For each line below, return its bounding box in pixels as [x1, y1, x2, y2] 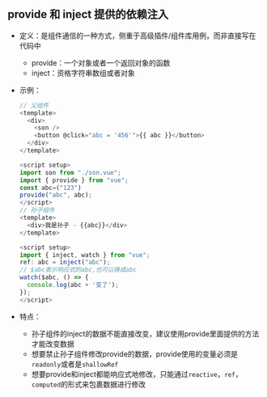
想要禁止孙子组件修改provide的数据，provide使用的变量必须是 [31, 348, 239, 358]
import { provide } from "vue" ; [19, 176, 129, 184]
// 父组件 [19, 101, 49, 109]
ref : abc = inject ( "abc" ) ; [19, 258, 111, 267]
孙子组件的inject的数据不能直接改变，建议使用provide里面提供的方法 [31, 328, 260, 338]
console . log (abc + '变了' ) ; [27, 281, 119, 289]
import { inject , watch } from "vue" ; [19, 251, 150, 259]
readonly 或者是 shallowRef [31, 359, 119, 369]
